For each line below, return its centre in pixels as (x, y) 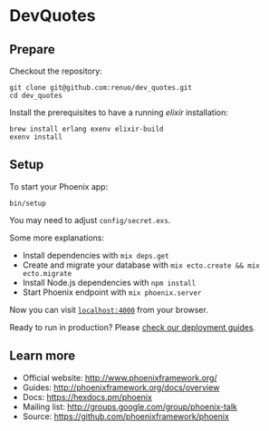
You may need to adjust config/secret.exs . (90, 220)
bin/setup (28, 203)
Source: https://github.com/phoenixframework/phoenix (125, 416)
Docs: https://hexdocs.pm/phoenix (87, 397)
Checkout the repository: (56, 71)
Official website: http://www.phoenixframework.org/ (120, 377)
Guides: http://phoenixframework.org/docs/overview (121, 387)
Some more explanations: (57, 238)
